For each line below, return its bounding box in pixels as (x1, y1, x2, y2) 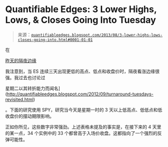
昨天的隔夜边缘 (5, 57, 36, 64)
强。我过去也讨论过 (5, 74, 46, 80)
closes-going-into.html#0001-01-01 (17, 37, 93, 42)
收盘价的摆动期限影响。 (5, 113, 54, 119)
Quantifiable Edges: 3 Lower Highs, (5, 4, 157, 15)
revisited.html (5, 96, 34, 102)
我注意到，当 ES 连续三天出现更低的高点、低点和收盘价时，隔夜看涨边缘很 (5, 68, 160, 74)
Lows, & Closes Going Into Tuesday (5, 14, 156, 26)
